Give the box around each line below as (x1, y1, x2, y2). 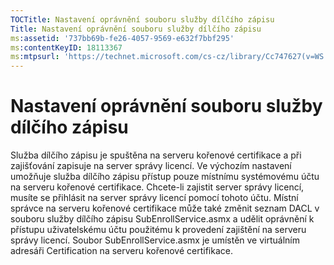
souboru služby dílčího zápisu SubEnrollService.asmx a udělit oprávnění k (10, 213, 315, 225)
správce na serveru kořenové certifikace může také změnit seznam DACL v (10, 202, 320, 215)
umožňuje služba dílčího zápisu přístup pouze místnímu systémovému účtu (10, 171, 320, 183)
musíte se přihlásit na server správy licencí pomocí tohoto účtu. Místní (10, 192, 299, 204)
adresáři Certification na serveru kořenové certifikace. (10, 245, 233, 257)
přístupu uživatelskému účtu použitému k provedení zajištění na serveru (10, 224, 307, 236)
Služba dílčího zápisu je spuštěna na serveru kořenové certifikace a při (10, 149, 302, 161)
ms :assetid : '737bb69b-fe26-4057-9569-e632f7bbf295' (10, 33, 235, 43)
